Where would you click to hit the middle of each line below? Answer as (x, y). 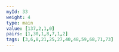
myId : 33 (17, 12)
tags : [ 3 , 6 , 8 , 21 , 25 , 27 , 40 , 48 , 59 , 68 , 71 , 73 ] (60, 39)
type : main (20, 23)
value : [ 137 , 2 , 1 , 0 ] (30, 28)
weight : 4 (19, 17)
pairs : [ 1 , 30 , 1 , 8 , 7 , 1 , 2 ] (37, 34)
